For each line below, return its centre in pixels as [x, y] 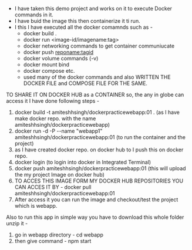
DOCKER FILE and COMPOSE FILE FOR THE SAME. [85, 83]
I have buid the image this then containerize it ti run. [77, 21]
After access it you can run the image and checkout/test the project [96, 200]
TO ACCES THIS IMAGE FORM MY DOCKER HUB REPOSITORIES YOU [99, 181]
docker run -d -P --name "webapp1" [58, 131]
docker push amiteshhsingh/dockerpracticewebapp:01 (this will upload [100, 168]
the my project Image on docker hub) [59, 175]
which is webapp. [36, 206]
